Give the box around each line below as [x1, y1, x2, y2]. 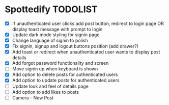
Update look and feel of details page [12, 83, 89, 89]
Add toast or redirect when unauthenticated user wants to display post [12, 49, 160, 55]
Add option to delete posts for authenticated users [12, 71, 118, 77]
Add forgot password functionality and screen [12, 60, 109, 66]
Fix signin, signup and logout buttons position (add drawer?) [12, 43, 138, 49]
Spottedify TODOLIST [5, 4, 98, 15]
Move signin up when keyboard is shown [12, 66, 98, 72]
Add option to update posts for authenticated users [12, 77, 120, 84]
